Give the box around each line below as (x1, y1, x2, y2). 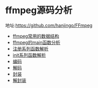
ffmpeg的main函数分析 (12, 39, 60, 46)
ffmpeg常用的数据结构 (12, 33, 59, 39)
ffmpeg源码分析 (5, 5, 73, 16)
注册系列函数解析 (12, 46, 49, 52)
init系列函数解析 (12, 52, 46, 58)
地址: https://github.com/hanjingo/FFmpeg (5, 22, 93, 28)
